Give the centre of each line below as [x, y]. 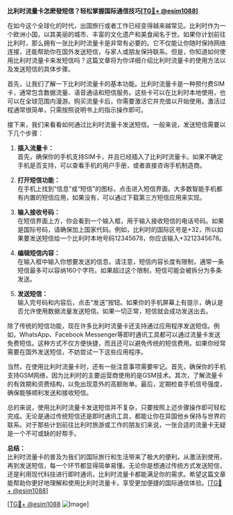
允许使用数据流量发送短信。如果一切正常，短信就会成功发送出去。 [118, 311]
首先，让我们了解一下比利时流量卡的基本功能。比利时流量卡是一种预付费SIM [116, 84]
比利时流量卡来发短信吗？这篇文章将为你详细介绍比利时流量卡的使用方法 [116, 60]
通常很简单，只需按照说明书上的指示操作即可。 [80, 110]
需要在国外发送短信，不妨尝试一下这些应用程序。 [77, 352]
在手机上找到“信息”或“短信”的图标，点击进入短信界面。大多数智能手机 [117, 189]
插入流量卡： [35, 148]
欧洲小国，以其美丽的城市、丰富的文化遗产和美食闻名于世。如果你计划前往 [119, 34]
